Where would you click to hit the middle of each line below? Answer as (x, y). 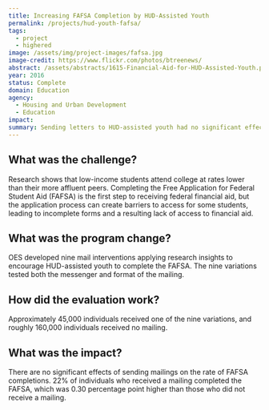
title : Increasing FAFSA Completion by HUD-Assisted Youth (109, 16)
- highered (34, 46)
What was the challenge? (73, 160)
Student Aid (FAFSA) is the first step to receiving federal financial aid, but (129, 196)
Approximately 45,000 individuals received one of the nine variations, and (130, 319)
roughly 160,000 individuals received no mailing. (88, 328)
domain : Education (39, 90)
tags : (17, 30)
